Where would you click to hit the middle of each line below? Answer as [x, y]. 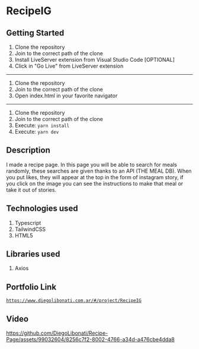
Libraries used [33, 254]
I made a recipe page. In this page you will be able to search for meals [92, 164]
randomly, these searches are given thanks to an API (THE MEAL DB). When [99, 171]
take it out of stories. [31, 190]
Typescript [28, 223]
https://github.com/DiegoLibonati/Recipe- [57, 333]
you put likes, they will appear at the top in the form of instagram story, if [95, 177]
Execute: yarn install [42, 125]
